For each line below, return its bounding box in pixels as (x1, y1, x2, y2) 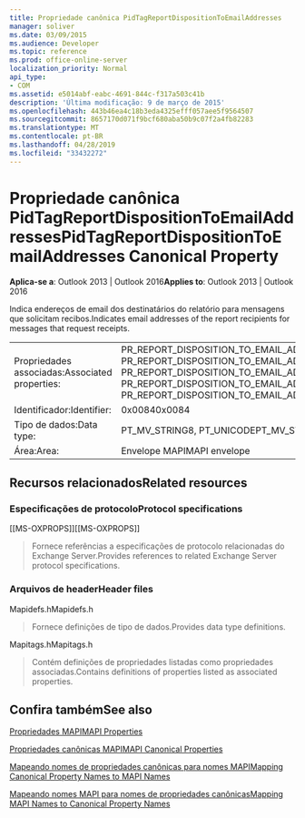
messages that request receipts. (9, 322, 130, 333)
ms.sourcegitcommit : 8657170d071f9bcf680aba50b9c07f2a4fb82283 (9, 115, 254, 124)
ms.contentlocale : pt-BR (9, 132, 103, 141)
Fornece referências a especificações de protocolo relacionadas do (31, 540, 285, 551)
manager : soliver (9, 22, 75, 31)
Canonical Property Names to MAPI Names (9, 771, 171, 783)
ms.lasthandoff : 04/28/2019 (9, 140, 116, 149)
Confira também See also (9, 702, 152, 717)
